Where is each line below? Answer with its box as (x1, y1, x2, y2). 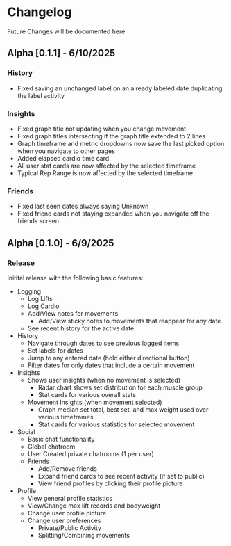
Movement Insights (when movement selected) (27, 398, 162, 406)
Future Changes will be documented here (7, 27, 126, 35)
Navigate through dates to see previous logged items (27, 339, 180, 347)
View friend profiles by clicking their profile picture (37, 479, 183, 488)
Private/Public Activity (37, 523, 102, 532)
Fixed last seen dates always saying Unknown (17, 202, 149, 211)
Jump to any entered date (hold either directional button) (27, 353, 190, 362)
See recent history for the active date (27, 324, 135, 332)
